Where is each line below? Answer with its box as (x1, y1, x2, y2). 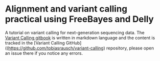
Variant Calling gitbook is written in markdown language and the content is (5, 35, 155, 41)
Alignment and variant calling (5, 3, 128, 15)
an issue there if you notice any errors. (5, 50, 83, 56)
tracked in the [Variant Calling (5, 40, 65, 46)
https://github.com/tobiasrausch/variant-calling (8, 45, 104, 51)
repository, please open (106, 45, 154, 51)
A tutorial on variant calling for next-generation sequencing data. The (5, 30, 145, 35)
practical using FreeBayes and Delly (5, 14, 154, 25)
